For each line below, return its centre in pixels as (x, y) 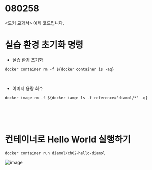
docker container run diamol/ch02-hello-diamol (55, 153)
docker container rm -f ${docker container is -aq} (60, 69)
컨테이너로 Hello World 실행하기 (68, 139)
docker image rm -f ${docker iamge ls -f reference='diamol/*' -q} (76, 98)
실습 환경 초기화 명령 (44, 45)
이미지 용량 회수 (28, 88)
